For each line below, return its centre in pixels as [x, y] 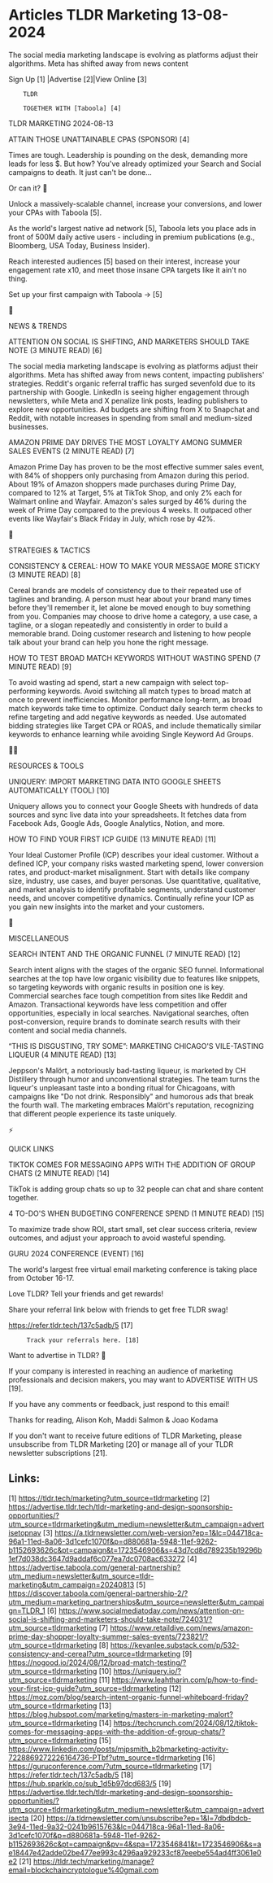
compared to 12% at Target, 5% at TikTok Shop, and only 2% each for [125, 492]
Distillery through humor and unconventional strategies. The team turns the [134, 1079]
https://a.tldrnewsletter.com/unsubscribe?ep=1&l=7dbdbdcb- [149, 1818]
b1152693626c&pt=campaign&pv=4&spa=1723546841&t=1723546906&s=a [135, 1844]
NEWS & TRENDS [38, 325]
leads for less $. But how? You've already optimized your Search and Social [135, 164]
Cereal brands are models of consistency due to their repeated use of [125, 590]
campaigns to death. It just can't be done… [80, 172]
